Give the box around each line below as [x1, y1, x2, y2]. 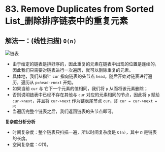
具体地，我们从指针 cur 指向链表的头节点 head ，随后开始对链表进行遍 [12, 73, 153, 79]
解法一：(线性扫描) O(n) [5, 36, 77, 45]
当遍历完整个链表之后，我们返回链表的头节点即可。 [12, 108, 116, 114]
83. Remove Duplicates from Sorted [5, 3, 154, 15]
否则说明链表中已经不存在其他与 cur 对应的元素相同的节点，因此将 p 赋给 [12, 92, 160, 97]
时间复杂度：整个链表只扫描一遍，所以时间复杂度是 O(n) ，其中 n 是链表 [12, 129, 157, 135]
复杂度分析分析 [5, 119, 35, 124]
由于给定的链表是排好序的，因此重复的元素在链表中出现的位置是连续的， [12, 61, 159, 67]
